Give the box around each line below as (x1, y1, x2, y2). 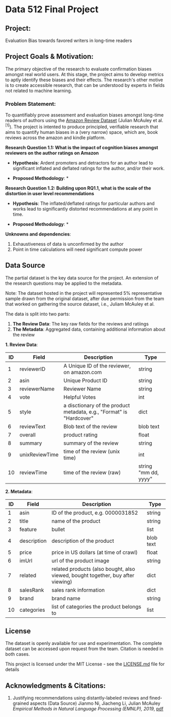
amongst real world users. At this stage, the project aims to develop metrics (5, 71, 164, 77)
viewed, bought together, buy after (51, 571, 135, 579)
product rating (63, 431, 98, 438)
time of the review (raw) (63, 469, 121, 476)
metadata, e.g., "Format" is (63, 408, 128, 415)
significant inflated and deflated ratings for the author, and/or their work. (12, 165, 165, 171)
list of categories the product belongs (51, 603, 141, 610)
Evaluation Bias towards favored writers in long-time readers (5, 37, 132, 43)
